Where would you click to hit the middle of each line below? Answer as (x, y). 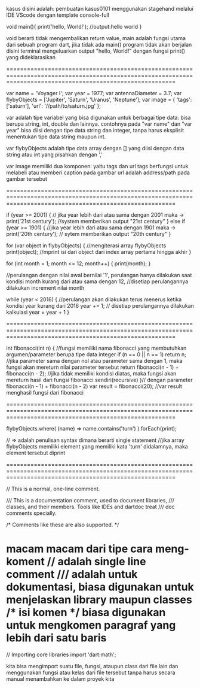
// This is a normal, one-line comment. (53, 489)
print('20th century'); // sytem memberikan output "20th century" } (89, 234)
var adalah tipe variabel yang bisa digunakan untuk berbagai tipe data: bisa (99, 117)
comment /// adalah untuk (72, 575)
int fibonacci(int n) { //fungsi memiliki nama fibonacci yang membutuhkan (96, 348)
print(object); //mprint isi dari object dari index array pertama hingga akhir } (99, 252)
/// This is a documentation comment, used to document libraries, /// (90, 500)
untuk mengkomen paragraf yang (91, 625)
